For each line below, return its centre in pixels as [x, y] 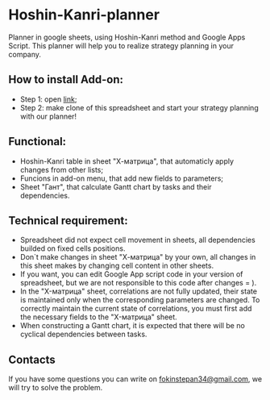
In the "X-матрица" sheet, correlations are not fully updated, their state [139, 291]
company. [25, 54]
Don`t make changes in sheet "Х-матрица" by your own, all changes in [138, 257]
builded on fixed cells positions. [73, 248]
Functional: [37, 142]
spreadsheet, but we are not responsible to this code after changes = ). [138, 283]
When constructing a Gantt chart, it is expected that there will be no [133, 326]
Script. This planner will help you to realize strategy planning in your [121, 45]
